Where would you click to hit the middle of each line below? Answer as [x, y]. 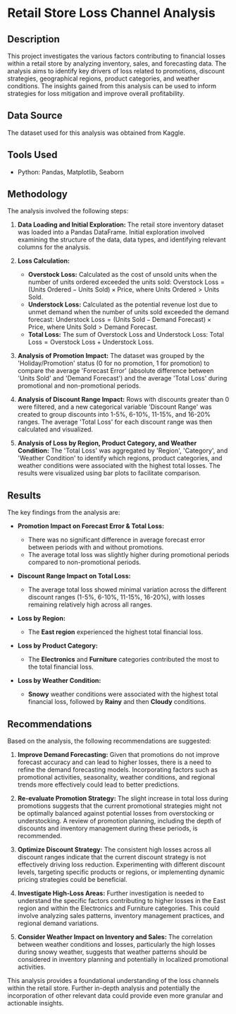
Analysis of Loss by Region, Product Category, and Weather [107, 443]
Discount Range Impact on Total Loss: [74, 576]
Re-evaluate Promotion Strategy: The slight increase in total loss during [123, 799]
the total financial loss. [61, 667]
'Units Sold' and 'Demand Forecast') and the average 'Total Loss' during [122, 378]
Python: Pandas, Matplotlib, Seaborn [71, 172]
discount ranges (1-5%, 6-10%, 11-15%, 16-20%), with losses [117, 597]
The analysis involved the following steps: [68, 211]
